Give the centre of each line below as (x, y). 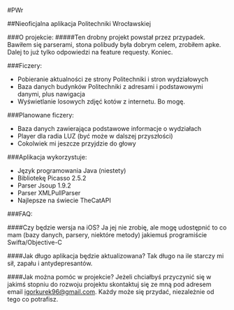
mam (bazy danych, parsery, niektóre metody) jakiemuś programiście (107, 235)
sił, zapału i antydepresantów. (50, 263)
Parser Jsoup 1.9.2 (44, 185)
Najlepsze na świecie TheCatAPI (64, 200)
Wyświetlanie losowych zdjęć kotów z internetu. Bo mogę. (101, 101)
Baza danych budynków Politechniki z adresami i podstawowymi (110, 86)
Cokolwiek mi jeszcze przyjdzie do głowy (76, 143)
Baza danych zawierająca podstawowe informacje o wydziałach (109, 128)
